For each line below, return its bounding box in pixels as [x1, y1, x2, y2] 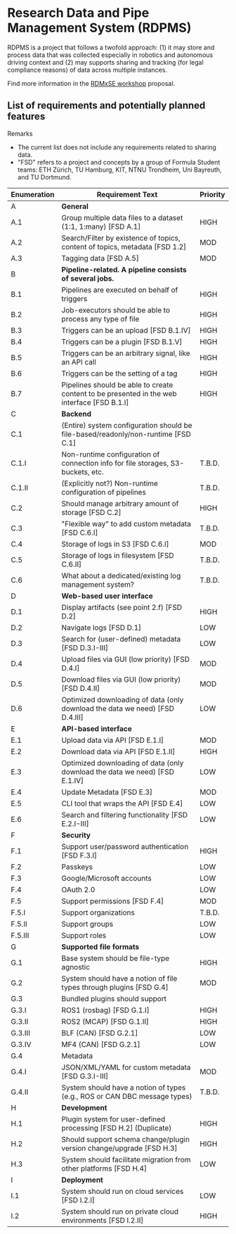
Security [61, 830, 91, 840]
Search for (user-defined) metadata [61, 634, 181, 644]
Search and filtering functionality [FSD [61, 810, 188, 820]
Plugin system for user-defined [61, 1114, 166, 1124]
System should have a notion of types [61, 1082, 186, 1092]
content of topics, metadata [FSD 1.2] [61, 241, 187, 251]
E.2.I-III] [61, 818, 89, 828]
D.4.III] [61, 712, 84, 722]
